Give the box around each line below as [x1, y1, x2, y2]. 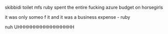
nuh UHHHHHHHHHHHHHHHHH [5, 24, 75, 30]
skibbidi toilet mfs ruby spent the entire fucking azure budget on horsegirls [5, 5, 163, 10]
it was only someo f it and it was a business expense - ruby [5, 14, 130, 20]
